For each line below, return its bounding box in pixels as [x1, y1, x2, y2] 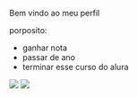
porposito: [9, 25, 47, 35]
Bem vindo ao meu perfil [9, 8, 100, 18]
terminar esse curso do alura [21, 62, 129, 72]
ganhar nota [21, 42, 68, 53]
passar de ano [21, 52, 76, 62]
